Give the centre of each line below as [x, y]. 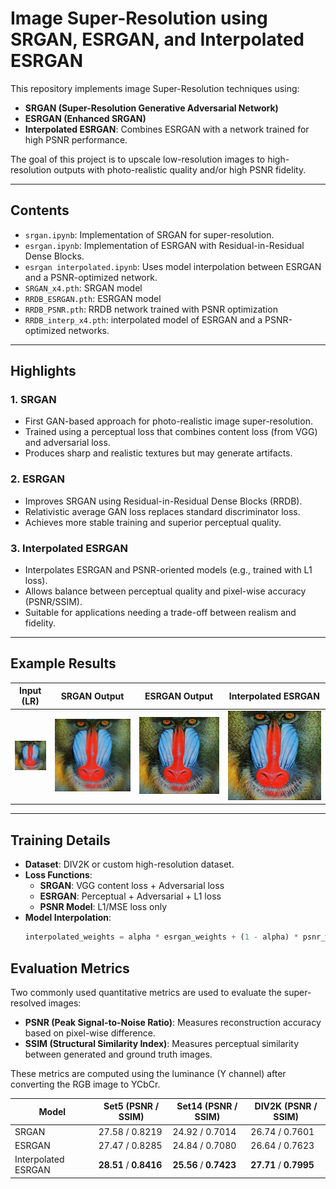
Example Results [63, 663]
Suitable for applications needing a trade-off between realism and [160, 613]
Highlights [43, 371]
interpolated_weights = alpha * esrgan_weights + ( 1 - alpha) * [161, 937]
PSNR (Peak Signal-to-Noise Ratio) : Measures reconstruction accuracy [173, 1022]
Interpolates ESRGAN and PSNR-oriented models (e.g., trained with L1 [168, 570]
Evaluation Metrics [70, 968]
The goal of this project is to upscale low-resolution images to [138, 159]
